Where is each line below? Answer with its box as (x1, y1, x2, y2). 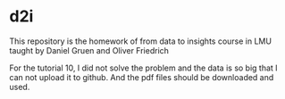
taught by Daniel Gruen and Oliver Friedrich (9, 45, 170, 55)
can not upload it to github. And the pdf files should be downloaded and (9, 71, 274, 82)
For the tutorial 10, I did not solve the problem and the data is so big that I (9, 62, 279, 73)
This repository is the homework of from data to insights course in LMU (9, 36, 272, 46)
